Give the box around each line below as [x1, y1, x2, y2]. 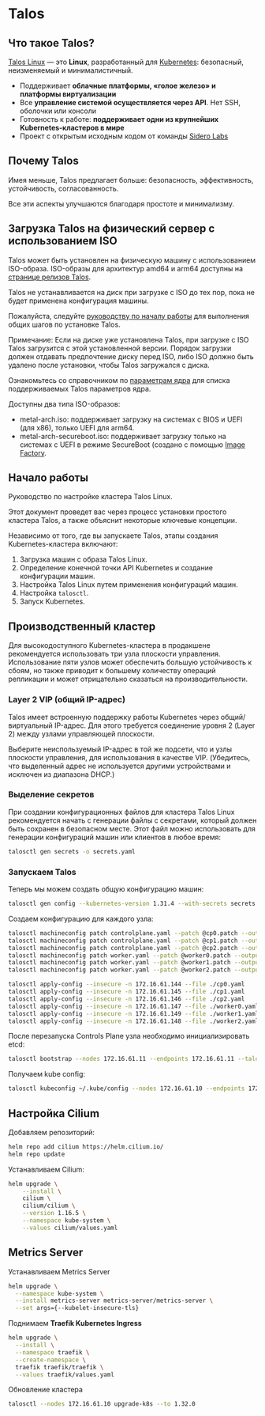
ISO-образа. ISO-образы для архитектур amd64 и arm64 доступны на [8, 263, 243, 273]
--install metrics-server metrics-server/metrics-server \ [15, 1297, 214, 1305]
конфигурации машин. [19, 571, 95, 581]
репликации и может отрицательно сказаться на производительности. [8, 674, 248, 684]
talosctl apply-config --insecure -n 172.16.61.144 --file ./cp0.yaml [8, 980, 245, 989]
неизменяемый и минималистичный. [8, 66, 133, 75]
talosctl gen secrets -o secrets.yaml [8, 847, 136, 855]
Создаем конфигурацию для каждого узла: [8, 914, 154, 923]
